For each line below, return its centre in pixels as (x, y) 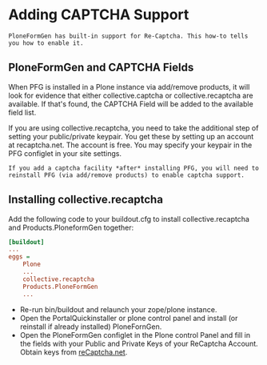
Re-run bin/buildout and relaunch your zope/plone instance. (118, 309)
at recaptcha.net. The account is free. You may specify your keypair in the (130, 145)
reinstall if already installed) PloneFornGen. (91, 327)
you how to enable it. (46, 43)
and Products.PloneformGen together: (71, 227)
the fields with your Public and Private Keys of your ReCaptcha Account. (139, 343)
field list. (22, 112)
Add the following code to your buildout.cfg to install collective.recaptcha (129, 219)
